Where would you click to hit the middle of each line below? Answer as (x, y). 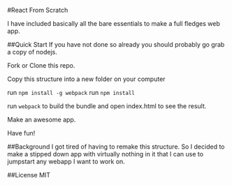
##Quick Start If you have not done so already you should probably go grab (116, 44)
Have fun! (21, 133)
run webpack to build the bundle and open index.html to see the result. (107, 106)
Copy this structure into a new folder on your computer (86, 79)
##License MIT (29, 175)
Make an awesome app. (42, 119)
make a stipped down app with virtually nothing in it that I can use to (106, 154)
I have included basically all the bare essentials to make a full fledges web (114, 23)
